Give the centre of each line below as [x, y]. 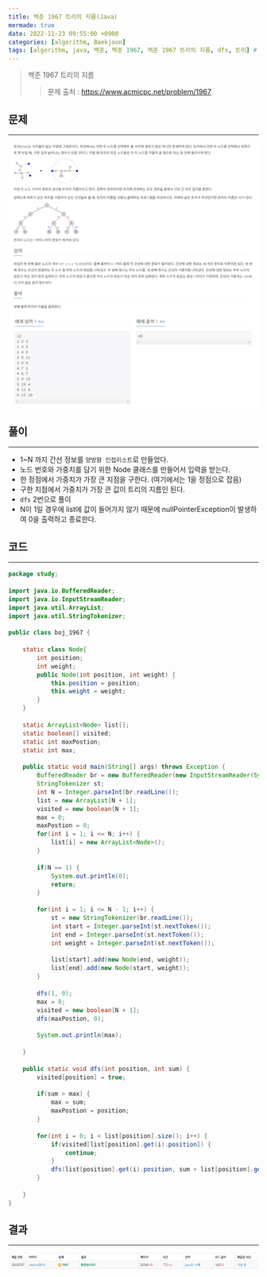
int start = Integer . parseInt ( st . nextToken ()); [131, 926]
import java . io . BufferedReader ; [62, 591]
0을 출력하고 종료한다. [62, 519]
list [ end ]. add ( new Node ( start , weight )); [120, 968]
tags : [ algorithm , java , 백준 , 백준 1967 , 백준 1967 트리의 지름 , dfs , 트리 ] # [133, 50]
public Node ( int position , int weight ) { [106, 675]
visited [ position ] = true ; [81, 1077]
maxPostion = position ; [90, 1111]
